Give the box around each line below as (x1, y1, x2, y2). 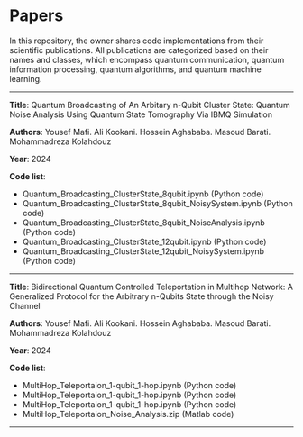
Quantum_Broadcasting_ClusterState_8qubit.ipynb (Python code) (22, 188, 264, 199)
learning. (9, 73, 42, 84)
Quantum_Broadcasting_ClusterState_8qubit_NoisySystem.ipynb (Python (22, 197, 293, 208)
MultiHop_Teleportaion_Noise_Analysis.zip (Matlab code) (22, 408, 234, 419)
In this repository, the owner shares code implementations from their (9, 35, 264, 46)
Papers (9, 5, 64, 26)
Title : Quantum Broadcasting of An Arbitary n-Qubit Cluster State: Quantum (9, 99, 290, 110)
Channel (9, 300, 41, 311)
